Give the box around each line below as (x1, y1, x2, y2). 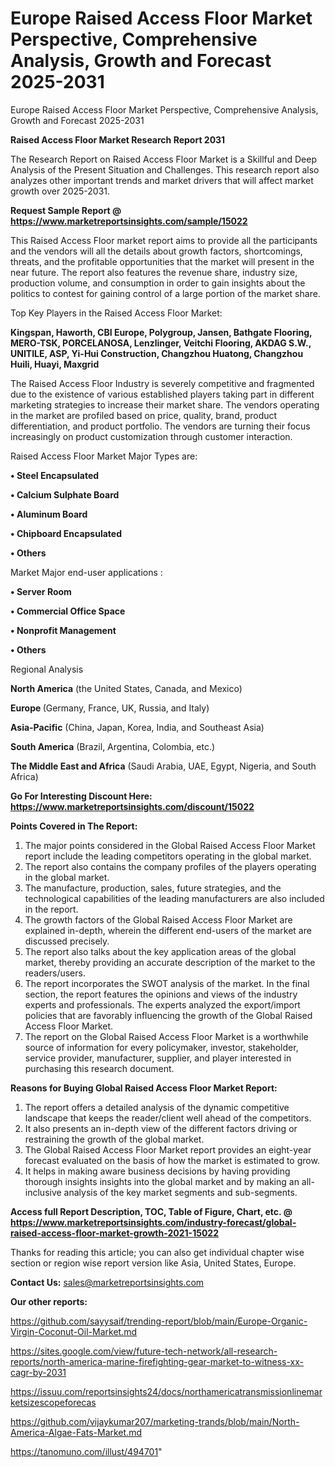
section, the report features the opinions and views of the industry (24, 988, 298, 1000)
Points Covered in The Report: (10, 820, 138, 832)
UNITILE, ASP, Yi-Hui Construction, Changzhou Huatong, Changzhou (10, 347, 304, 359)
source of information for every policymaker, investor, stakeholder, (24, 1041, 299, 1053)
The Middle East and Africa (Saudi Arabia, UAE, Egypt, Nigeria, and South (10, 760, 317, 772)
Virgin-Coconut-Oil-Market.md (10, 1325, 137, 1337)
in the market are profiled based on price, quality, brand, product (10, 409, 278, 421)
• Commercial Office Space (10, 605, 126, 617)
